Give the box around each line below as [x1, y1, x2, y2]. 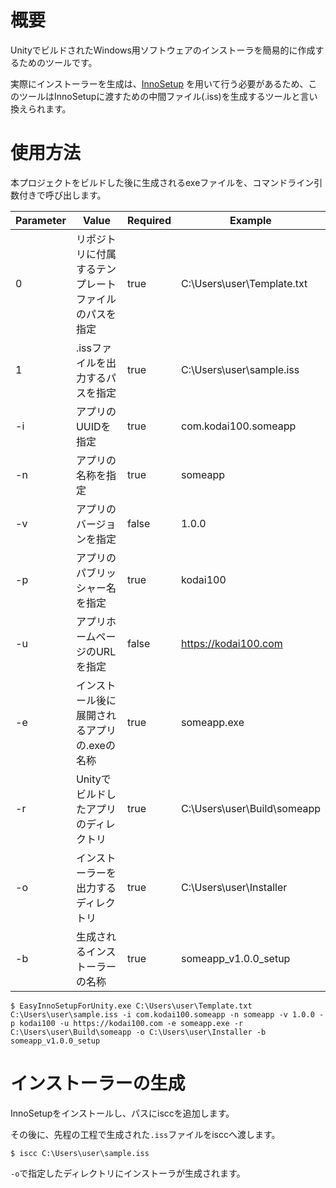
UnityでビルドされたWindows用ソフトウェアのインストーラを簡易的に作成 [10, 44, 316, 56]
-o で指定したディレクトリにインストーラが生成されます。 [10, 1167, 246, 1179]
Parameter [15, 213, 67, 227]
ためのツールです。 [18, 56, 98, 68]
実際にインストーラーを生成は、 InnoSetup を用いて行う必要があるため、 [10, 77, 309, 90]
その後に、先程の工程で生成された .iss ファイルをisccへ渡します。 [10, 1128, 281, 1140]
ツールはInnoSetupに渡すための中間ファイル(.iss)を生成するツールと [18, 90, 301, 102]
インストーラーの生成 [10, 1072, 186, 1095]
